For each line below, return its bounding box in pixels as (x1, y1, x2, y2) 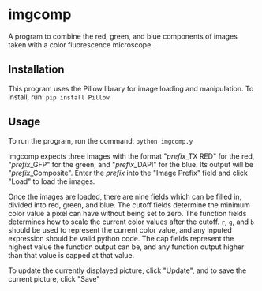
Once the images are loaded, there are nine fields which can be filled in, (8, 192, 242, 201)
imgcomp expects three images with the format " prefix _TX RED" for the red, (8, 151, 255, 161)
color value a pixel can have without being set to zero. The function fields (8, 208, 247, 218)
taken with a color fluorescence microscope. (8, 39, 154, 49)
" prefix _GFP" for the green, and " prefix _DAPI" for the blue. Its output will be (8, 159, 254, 169)
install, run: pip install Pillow (8, 92, 110, 102)
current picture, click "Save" (8, 274, 100, 283)
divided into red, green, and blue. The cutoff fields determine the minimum (8, 200, 251, 210)
